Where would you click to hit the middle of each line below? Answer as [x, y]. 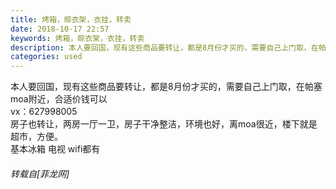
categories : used [46, 57]
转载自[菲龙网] [40, 173]
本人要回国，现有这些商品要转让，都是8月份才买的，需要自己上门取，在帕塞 [166, 87]
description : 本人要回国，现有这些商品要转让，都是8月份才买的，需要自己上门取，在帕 [168, 47]
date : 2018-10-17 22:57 [60, 29]
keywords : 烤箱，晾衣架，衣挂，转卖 [77, 38]
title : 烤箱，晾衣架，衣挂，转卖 [71, 19]
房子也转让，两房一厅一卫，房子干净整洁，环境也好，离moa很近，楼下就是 [164, 124]
